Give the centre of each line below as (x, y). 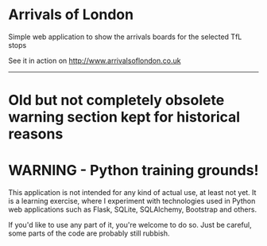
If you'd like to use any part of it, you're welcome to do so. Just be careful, (130, 225)
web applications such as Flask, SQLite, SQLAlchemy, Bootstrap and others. (132, 209)
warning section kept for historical (124, 117)
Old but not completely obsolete (116, 100)
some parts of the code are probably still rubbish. (89, 233)
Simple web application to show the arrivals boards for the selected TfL (125, 37)
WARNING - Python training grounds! (133, 171)
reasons (36, 134)
